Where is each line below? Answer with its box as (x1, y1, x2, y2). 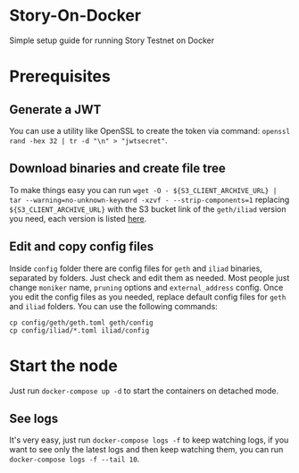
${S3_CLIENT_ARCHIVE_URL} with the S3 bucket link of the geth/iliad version (9, 203, 287, 215)
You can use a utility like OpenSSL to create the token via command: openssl (9, 125, 291, 136)
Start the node (9, 355, 118, 376)
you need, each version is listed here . (9, 213, 147, 224)
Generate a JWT (9, 102, 102, 117)
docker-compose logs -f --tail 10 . (9, 453, 140, 465)
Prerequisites (9, 66, 112, 87)
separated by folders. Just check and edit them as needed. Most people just (9, 272, 290, 283)
